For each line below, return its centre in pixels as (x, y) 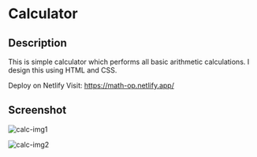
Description (37, 43)
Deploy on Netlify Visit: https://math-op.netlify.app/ (91, 85)
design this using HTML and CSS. (63, 70)
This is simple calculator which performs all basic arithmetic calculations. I (129, 62)
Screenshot (37, 110)
